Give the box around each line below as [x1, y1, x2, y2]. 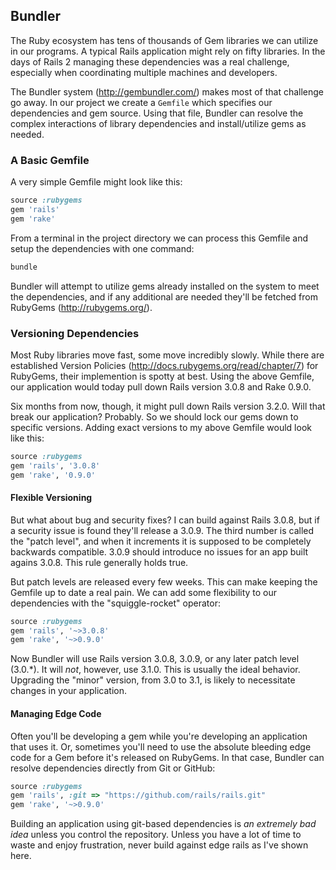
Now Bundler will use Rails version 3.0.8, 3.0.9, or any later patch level [10, 653, 300, 665]
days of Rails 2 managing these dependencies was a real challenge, [10, 55, 290, 68]
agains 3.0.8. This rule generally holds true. [10, 556, 189, 568]
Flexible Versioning [10, 492, 93, 504]
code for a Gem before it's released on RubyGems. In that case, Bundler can [10, 751, 325, 763]
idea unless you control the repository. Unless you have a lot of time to [10, 829, 302, 841]
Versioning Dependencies [10, 326, 140, 340]
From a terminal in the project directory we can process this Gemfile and [10, 232, 309, 244]
